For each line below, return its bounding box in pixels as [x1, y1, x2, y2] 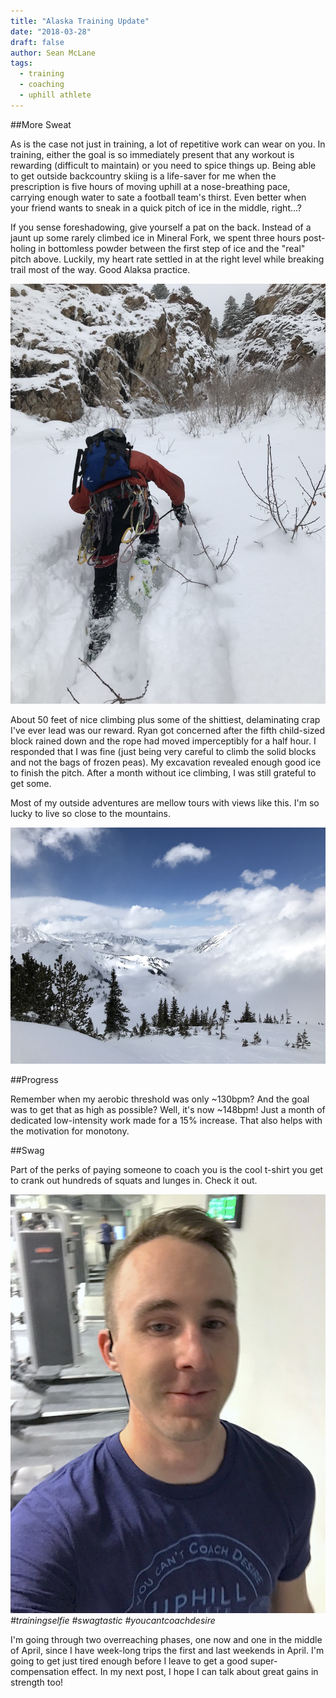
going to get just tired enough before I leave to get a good [10, 1655, 248, 1667]
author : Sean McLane [10, 48, 97, 58]
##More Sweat [10, 118, 72, 130]
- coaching [19, 80, 65, 90]
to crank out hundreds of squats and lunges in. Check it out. [10, 1174, 258, 1186]
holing [10, 242, 37, 254]
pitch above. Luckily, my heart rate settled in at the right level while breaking [10, 253, 325, 265]
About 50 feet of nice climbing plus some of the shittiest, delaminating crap [10, 713, 321, 725]
